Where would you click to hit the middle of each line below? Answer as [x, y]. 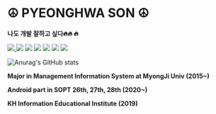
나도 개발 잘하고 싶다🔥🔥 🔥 [43, 33]
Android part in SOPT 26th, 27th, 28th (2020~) [78, 89]
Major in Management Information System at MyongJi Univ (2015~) [109, 76]
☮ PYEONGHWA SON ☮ [78, 13]
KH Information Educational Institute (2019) [73, 103]
